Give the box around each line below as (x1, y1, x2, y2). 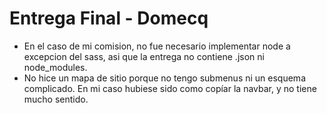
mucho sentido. (23, 93, 89, 105)
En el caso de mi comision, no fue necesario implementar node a (23, 40, 291, 52)
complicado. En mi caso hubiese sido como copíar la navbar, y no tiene (23, 82, 317, 94)
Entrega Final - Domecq (9, 7, 209, 30)
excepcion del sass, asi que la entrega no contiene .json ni (23, 50, 265, 62)
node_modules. (23, 61, 88, 73)
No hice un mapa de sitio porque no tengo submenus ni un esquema (23, 72, 306, 84)
